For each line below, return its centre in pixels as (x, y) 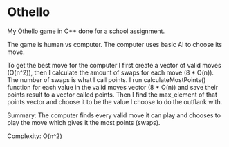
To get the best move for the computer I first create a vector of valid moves (114, 65)
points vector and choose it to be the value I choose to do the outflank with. (115, 101)
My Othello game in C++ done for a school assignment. (86, 31)
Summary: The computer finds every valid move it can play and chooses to (114, 115)
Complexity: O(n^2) (35, 136)
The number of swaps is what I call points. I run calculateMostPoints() (107, 79)
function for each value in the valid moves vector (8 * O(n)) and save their (113, 87)
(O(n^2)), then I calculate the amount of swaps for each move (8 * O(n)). (111, 72)
